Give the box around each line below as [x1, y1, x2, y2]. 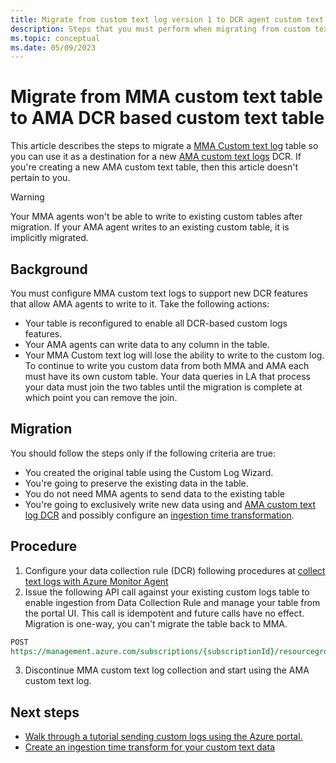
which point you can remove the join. [24, 392, 178, 403]
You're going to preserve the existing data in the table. [24, 477, 249, 489]
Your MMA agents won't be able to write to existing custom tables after [10, 211, 303, 223]
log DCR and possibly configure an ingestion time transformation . [24, 509, 295, 521]
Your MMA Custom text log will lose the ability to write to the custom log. [24, 349, 325, 361]
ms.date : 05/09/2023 [10, 42, 97, 53]
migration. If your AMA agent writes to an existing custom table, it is [10, 221, 290, 233]
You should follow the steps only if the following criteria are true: [10, 447, 277, 459]
